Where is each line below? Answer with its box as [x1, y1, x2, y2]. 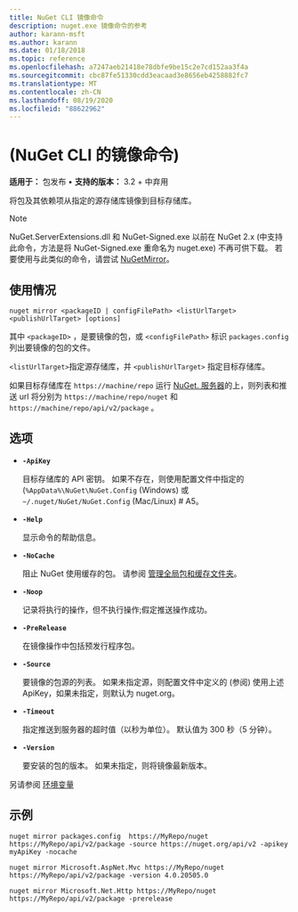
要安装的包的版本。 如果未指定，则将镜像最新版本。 [21, 760, 212, 770]
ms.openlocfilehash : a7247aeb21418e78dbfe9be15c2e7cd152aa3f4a [9, 63, 249, 72]
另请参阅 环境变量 [9, 778, 74, 789]
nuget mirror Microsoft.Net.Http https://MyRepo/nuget [9, 886, 217, 895]
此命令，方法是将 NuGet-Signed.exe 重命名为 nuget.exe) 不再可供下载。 [9, 242, 273, 254]
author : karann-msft [9, 29, 86, 38]
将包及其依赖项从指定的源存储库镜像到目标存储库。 [9, 195, 197, 206]
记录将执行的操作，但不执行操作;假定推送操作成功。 [21, 604, 213, 615]
